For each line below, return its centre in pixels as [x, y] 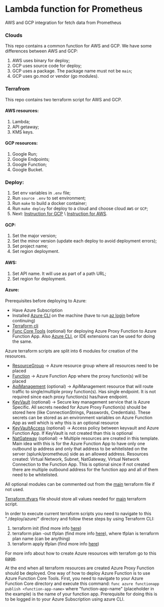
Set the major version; [35, 236]
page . [11, 558]
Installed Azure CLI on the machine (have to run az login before [76, 315]
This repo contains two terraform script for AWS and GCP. [64, 99]
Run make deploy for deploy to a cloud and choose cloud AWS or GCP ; [80, 208]
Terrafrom [17, 89]
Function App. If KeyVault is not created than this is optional [72, 433]
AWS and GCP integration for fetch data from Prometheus [63, 22]
